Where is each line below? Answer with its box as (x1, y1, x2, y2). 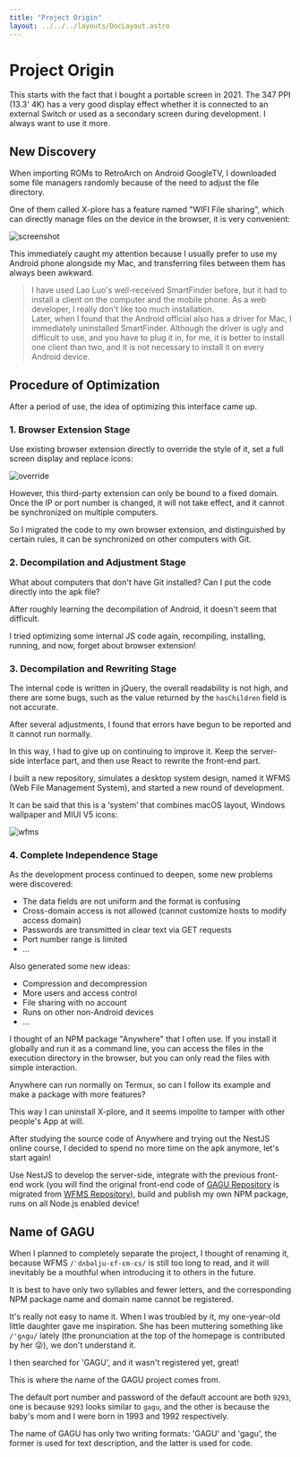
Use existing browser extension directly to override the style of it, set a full (9, 444, 284, 455)
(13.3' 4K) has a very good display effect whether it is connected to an (9, 99, 269, 110)
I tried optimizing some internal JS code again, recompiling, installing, (9, 630, 266, 641)
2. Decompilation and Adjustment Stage (9, 556, 186, 569)
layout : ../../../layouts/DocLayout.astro (9, 21, 170, 30)
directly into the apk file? (9, 586, 100, 596)
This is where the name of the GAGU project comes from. (9, 1375, 221, 1385)
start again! (9, 1153, 51, 1163)
